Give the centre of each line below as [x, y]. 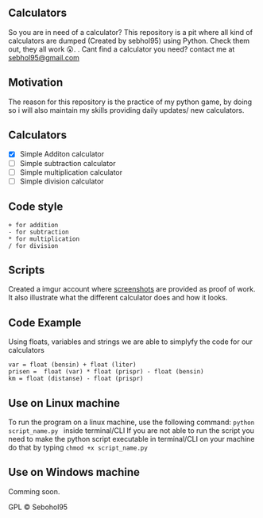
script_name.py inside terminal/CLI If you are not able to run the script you [131, 430]
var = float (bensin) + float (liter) [72, 365]
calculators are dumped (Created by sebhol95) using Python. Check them [129, 41]
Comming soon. [34, 491]
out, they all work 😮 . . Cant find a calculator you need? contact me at [122, 49]
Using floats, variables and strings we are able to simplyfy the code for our [130, 342]
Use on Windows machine [74, 472]
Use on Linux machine [64, 403]
